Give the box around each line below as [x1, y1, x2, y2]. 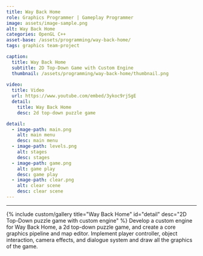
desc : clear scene [17, 188, 63, 194]
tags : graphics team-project [6, 43, 80, 49]
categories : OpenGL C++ [6, 31, 66, 38]
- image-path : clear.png [11, 177, 74, 183]
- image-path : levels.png [11, 143, 77, 149]
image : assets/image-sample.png [6, 20, 88, 26]
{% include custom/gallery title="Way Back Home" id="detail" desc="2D [6, 210, 187, 218]
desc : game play [17, 171, 59, 177]
